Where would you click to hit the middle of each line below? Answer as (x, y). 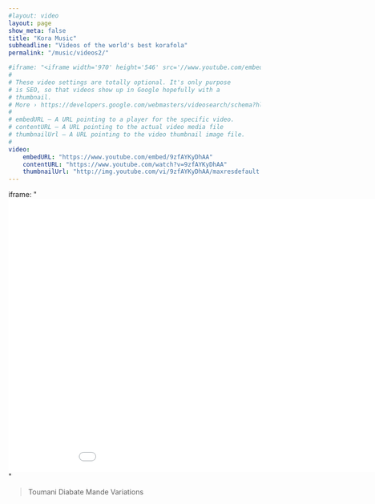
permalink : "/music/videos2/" (59, 53)
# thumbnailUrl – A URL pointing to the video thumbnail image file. (127, 135)
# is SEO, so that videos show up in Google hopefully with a (114, 90)
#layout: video (34, 16)
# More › (23, 105)
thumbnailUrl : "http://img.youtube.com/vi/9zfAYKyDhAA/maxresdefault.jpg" (150, 172)
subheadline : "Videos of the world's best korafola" (98, 46)
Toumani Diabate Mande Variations (86, 492)
